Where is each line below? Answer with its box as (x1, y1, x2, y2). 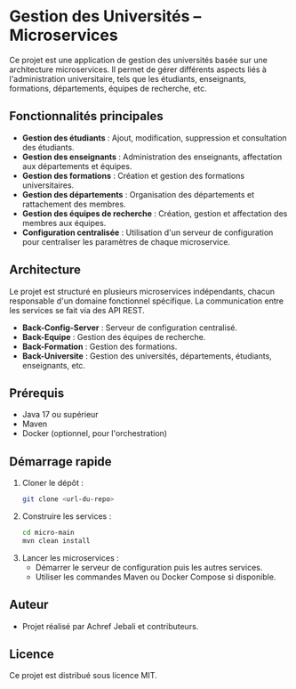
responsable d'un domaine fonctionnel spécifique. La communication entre (9, 296, 284, 306)
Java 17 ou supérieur (21, 409, 100, 420)
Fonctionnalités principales (9, 109, 164, 124)
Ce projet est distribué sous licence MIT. (9, 670, 157, 681)
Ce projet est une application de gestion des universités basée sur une (9, 54, 268, 65)
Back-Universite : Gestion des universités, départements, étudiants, (21, 350, 273, 361)
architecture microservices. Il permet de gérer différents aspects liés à (9, 64, 267, 75)
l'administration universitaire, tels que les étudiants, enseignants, (9, 73, 247, 84)
